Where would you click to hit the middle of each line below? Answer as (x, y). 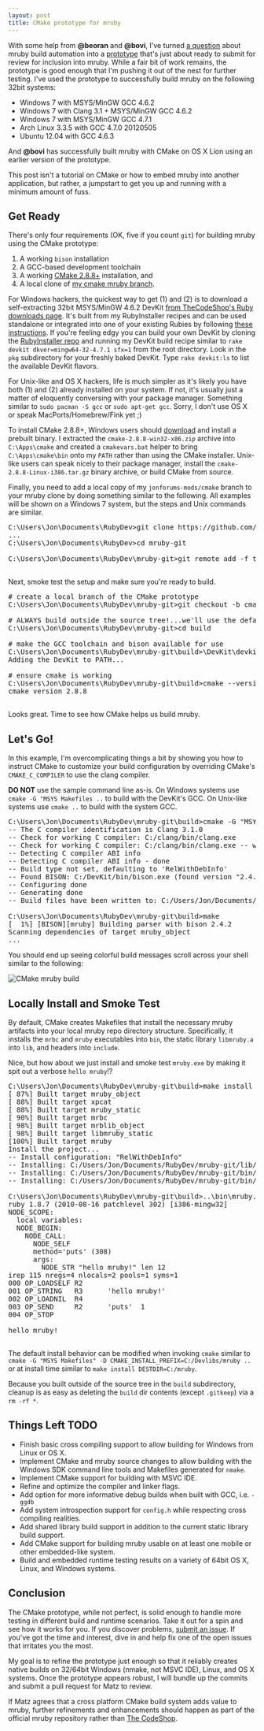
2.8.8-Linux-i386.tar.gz (49, 473)
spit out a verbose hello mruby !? (60, 1071)
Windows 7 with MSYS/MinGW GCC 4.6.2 (87, 102)
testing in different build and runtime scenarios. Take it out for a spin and (126, 1621)
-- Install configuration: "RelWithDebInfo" (95, 1157)
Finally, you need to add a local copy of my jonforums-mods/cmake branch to (130, 487)
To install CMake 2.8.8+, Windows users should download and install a (123, 430)
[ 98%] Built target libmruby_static (81, 1133)
